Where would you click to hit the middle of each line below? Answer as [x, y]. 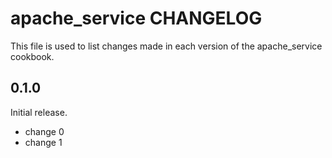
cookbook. [32, 56]
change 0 [44, 131]
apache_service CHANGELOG [136, 18]
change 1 [43, 142]
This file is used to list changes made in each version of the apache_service [166, 46]
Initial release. [39, 112]
